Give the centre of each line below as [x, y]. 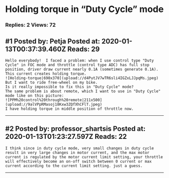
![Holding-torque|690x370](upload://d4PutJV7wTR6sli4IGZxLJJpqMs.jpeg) [82, 78]
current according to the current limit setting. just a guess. [74, 166]
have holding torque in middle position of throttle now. [72, 109]
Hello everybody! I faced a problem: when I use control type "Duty [80, 60]
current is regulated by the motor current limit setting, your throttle [84, 157]
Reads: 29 [83, 49]
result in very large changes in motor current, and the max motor [77, 152]
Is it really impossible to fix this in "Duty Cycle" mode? [70, 87]
